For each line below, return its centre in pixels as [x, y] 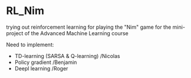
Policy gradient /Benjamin [46, 62]
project [15, 33]
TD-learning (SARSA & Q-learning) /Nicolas [67, 56]
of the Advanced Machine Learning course [76, 33]
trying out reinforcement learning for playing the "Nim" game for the [89, 27]
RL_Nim [25, 11]
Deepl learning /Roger [41, 68]
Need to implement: [30, 45]
